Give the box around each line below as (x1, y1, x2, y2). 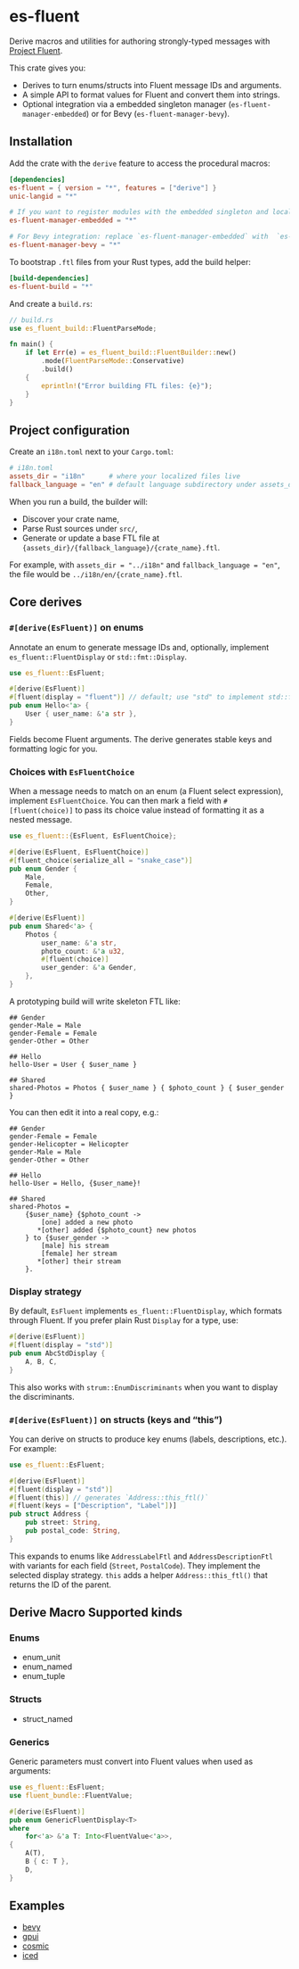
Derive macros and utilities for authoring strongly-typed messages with (9, 36, 271, 46)
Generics (9, 1735, 50, 1748)
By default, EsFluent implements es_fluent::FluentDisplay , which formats (9, 1305, 283, 1317)
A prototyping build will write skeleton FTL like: (9, 996, 181, 1006)
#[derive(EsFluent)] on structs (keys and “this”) (9, 1413, 222, 1426)
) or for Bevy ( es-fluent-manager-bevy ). (85, 108, 230, 119)
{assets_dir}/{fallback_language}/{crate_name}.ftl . (21, 542, 221, 552)
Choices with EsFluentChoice (9, 765, 135, 778)
